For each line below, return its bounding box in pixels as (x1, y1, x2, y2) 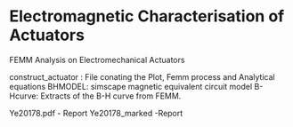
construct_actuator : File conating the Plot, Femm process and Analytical (9, 71, 275, 82)
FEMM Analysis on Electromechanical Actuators (9, 54, 185, 65)
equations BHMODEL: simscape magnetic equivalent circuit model (9, 81, 253, 91)
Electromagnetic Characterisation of (9, 6, 285, 27)
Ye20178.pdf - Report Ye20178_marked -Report (9, 107, 183, 118)
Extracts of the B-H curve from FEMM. (39, 91, 182, 101)
